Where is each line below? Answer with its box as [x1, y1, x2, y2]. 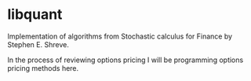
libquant [7, 6, 63, 24]
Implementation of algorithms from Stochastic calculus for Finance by [7, 31, 233, 41]
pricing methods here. [7, 63, 79, 72]
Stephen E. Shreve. [7, 39, 70, 49]
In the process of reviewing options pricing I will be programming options [7, 55, 244, 64]
